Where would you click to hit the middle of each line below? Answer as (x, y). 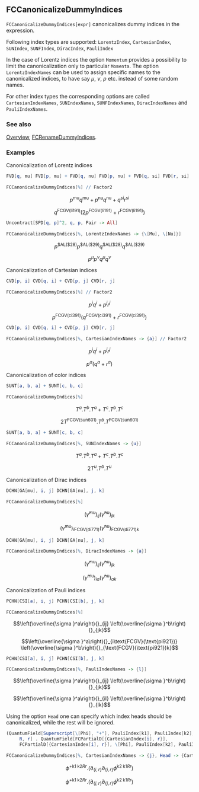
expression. (20, 30)
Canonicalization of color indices (46, 375)
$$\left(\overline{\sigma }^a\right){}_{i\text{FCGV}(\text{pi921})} (99, 641)
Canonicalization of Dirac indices (46, 480)
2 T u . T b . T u (99, 468)
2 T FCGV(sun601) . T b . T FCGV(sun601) (99, 421)
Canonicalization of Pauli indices (46, 590)
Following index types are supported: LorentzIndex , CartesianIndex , (89, 41)
